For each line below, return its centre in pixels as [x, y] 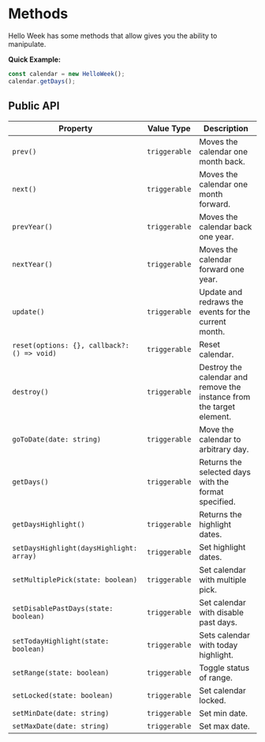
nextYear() [32, 264]
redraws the [221, 301]
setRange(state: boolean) [61, 672]
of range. [216, 677]
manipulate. [27, 44]
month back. [222, 161]
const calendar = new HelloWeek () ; [67, 74]
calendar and [224, 377]
